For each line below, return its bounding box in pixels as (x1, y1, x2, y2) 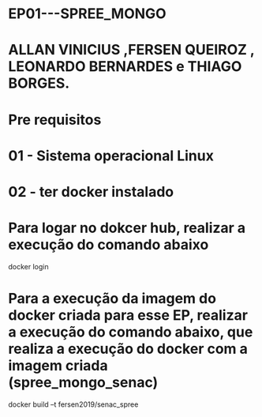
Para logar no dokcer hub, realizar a (8, 219, 246, 237)
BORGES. (8, 74, 70, 92)
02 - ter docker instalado (8, 182, 174, 201)
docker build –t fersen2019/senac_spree (8, 400, 139, 409)
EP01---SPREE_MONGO (8, 5, 167, 23)
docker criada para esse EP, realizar (8, 306, 249, 325)
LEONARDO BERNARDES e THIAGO (8, 58, 242, 76)
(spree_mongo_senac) (8, 374, 159, 392)
